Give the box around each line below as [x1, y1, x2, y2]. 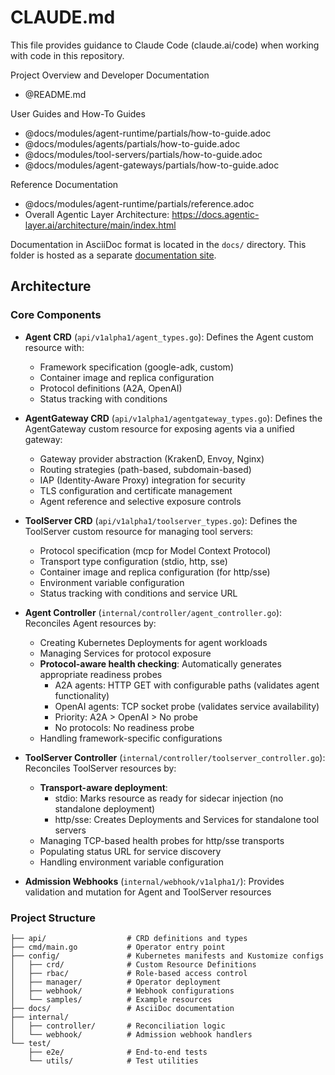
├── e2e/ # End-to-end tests [28, 1047, 208, 1057]
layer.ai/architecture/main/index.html [24, 219, 177, 231]
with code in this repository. [10, 49, 125, 61]
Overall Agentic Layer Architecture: [24, 208, 170, 220]
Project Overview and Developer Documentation [10, 69, 210, 81]
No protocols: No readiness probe [54, 721, 195, 733]
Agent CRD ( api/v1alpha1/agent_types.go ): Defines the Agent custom [24, 331, 314, 343]
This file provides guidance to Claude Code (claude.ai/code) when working [10, 39, 320, 51]
